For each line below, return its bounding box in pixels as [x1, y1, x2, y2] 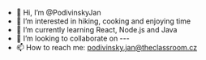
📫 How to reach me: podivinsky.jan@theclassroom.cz [15, 43, 197, 52]
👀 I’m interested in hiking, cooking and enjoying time [15, 16, 191, 26]
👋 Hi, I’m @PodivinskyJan [15, 8, 101, 17]
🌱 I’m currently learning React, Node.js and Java [15, 25, 178, 34]
